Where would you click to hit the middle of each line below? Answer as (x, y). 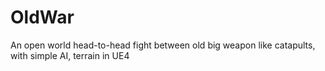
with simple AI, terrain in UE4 (70, 55)
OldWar (42, 17)
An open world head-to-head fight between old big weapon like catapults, (163, 45)
